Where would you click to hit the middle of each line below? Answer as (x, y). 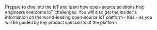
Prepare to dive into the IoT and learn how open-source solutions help (75, 7)
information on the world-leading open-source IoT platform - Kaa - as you (79, 17)
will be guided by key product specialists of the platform (61, 22)
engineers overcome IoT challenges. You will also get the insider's (71, 12)
